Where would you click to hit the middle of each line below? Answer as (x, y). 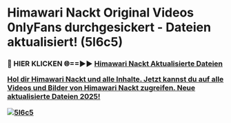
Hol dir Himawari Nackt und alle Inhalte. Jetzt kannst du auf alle (115, 79)
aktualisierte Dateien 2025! (54, 97)
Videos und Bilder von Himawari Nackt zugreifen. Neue (101, 88)
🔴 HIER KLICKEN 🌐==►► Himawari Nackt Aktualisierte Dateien (115, 64)
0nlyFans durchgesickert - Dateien (109, 27)
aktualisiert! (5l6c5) (65, 42)
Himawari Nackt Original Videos (101, 13)
